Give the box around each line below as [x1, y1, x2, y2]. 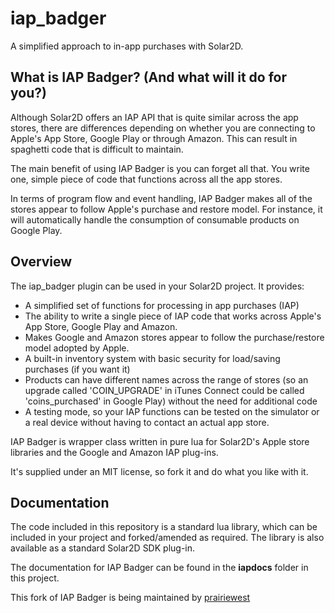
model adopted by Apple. [24, 342, 130, 354]
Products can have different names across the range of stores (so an [24, 373, 309, 386]
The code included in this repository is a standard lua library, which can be [10, 521, 318, 533]
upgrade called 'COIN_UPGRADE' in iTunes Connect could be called [24, 384, 305, 396]
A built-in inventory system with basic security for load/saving [24, 352, 281, 364]
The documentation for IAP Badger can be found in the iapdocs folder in [10, 562, 309, 574]
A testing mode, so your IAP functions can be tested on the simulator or [24, 405, 320, 417]
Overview [10, 253, 73, 271]
